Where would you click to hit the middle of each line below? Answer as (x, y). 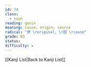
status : (13, 41)
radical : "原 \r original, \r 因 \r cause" (46, 32)
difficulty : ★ (19, 46)
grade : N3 (15, 37)
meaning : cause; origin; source (38, 28)
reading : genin (20, 23)
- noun (16, 18)
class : (12, 14)
